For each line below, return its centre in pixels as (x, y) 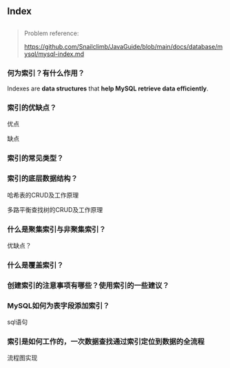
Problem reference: (51, 33)
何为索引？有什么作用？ (46, 73)
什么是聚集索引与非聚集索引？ (57, 229)
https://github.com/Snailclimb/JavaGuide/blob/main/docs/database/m (123, 46)
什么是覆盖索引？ (35, 265)
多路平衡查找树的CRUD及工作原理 (55, 209)
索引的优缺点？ (32, 108)
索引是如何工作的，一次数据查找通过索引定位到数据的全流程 (106, 341)
